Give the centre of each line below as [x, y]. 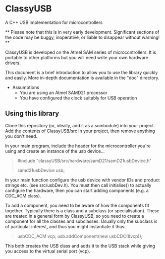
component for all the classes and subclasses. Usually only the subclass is [81, 221]
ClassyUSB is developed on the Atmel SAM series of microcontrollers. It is [81, 52]
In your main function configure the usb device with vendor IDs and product [82, 180]
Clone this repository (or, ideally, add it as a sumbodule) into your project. [80, 125]
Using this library [32, 114]
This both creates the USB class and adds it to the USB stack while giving [80, 246]
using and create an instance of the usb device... [55, 151]
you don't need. [21, 136]
